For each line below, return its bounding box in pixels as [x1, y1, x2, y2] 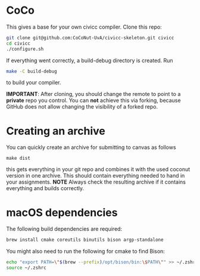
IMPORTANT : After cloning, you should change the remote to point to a [6, 91, 181, 98]
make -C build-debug [6, 68, 58, 75]
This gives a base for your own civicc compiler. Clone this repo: [6, 23, 162, 30]
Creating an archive [6, 124, 105, 138]
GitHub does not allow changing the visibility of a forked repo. [6, 103, 158, 110]
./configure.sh [6, 46, 44, 52]
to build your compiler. [6, 79, 61, 86]
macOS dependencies [6, 206, 118, 219]
